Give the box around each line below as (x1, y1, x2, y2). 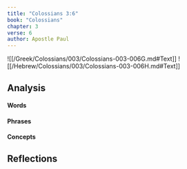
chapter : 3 (7, 23, 39, 30)
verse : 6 (7, 29, 32, 37)
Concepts (7, 132, 36, 141)
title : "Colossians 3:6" (7, 10, 79, 17)
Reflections (7, 152, 58, 164)
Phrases (7, 117, 32, 125)
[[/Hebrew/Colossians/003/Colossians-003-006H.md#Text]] (7, 62, 181, 70)
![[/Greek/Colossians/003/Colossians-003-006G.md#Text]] (7, 54, 177, 63)
